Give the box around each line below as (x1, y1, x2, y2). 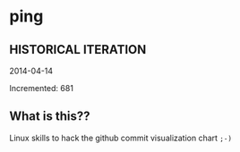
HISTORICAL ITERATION (9, 42, 147, 57)
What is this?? (9, 109, 90, 124)
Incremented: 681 (9, 83, 74, 93)
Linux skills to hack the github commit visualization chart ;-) (9, 132, 233, 143)
